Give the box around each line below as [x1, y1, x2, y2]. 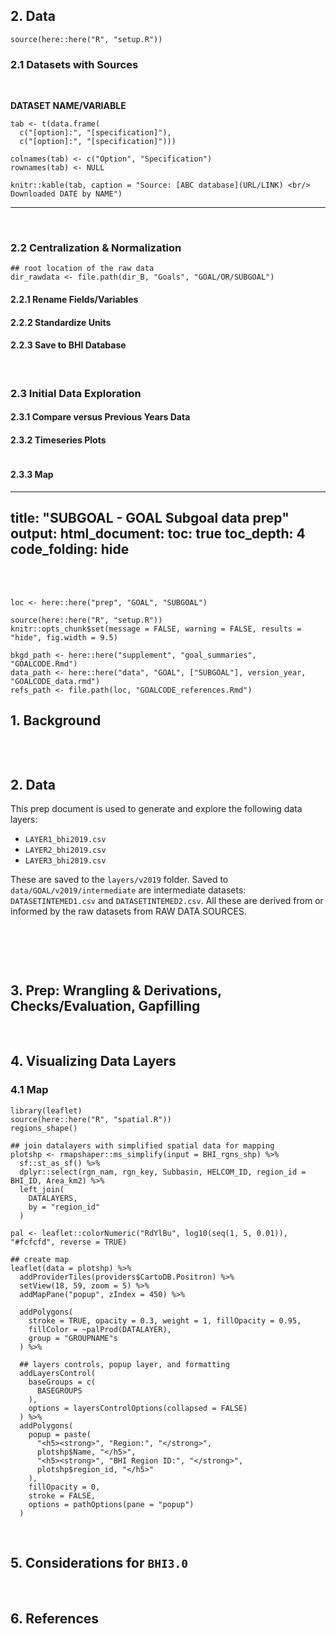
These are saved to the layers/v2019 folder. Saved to [10, 874, 229, 886]
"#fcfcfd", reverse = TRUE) [10, 1237, 128, 1247]
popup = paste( [28, 1429, 92, 1439]
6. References [10, 1610, 100, 1627]
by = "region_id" [28, 1202, 101, 1212]
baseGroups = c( [28, 1377, 97, 1387]
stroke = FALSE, [28, 1490, 97, 1501]
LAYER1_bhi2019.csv [24, 835, 107, 845]
